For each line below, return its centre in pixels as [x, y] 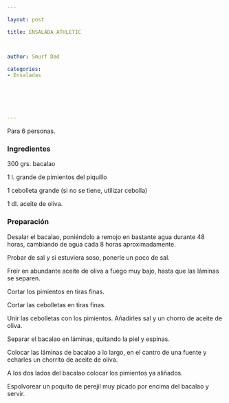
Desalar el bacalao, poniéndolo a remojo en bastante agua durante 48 [106, 237]
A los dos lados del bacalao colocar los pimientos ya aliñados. [95, 373]
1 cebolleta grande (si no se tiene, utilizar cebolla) [77, 191]
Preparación [28, 222]
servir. [16, 393]
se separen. [24, 278]
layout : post [26, 19]
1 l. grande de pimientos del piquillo [57, 177]
